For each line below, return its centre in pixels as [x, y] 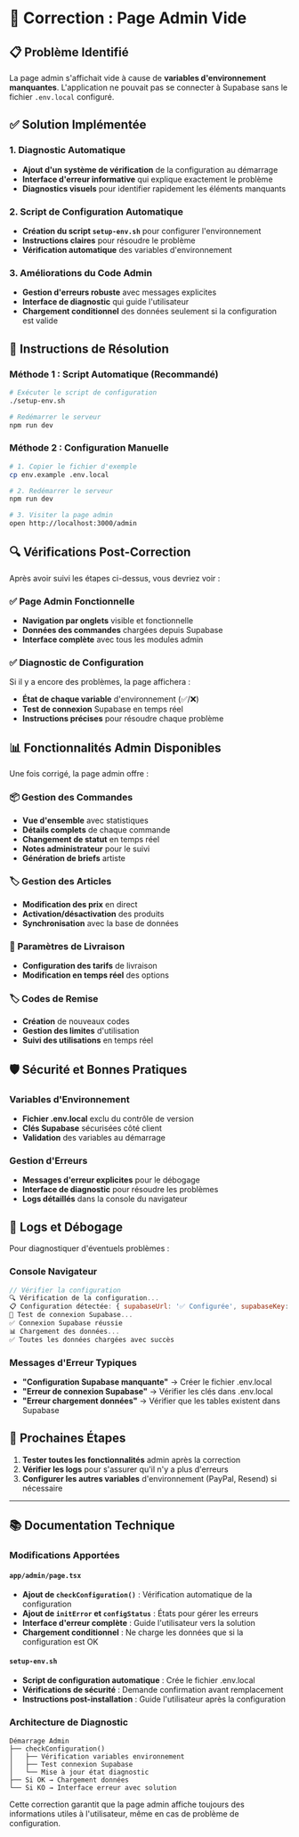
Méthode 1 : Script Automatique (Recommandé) [114, 374]
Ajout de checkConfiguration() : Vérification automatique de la [137, 1595]
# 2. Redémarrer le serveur [61, 491]
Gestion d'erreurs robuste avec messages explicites [119, 292]
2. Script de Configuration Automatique [97, 211]
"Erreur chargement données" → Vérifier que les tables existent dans [151, 1401]
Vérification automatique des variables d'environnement [127, 249]
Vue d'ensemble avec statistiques [85, 820]
